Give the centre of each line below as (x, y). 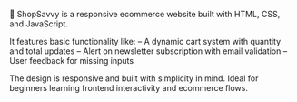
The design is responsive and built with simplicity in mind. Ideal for (134, 78)
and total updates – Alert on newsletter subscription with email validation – (148, 51)
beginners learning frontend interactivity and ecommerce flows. (129, 88)
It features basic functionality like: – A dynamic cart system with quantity (145, 41)
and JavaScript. (39, 24)
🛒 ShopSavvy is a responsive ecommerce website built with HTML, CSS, (145, 14)
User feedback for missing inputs (72, 61)
